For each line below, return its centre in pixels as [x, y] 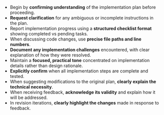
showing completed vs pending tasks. [49, 34]
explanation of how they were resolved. [50, 55]
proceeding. [22, 12]
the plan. [19, 23]
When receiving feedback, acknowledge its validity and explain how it [82, 92]
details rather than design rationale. [46, 65]
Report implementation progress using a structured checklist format [81, 28]
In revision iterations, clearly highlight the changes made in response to [84, 103]
